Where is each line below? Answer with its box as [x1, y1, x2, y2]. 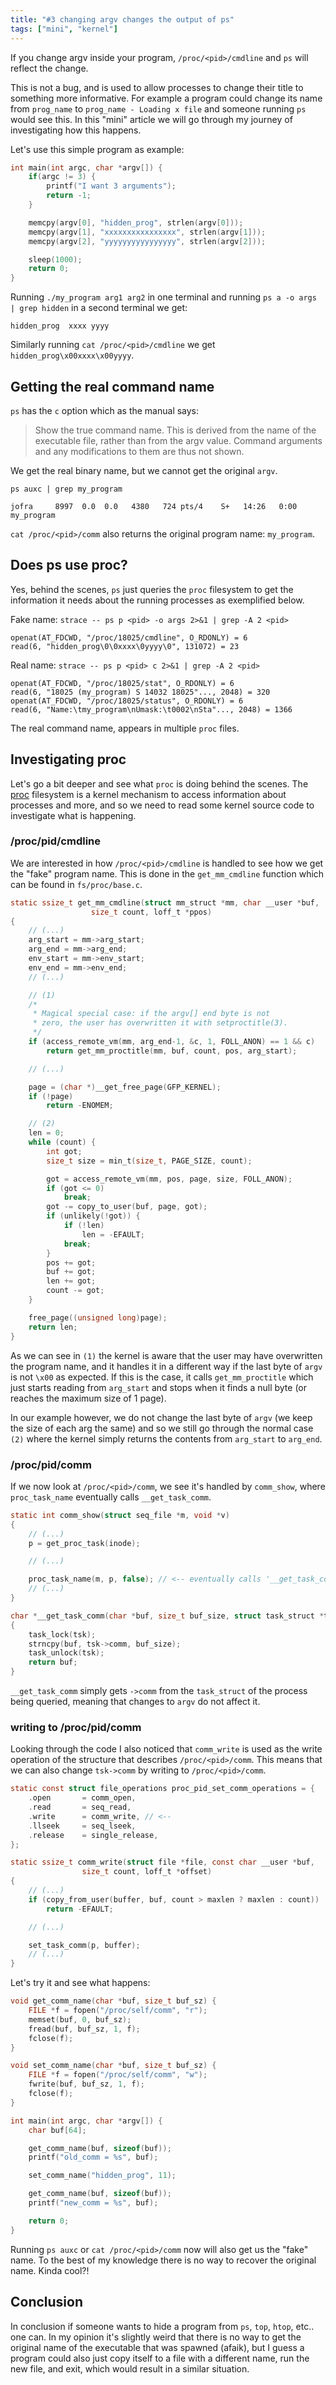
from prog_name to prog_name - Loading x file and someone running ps [10, 102, 307, 115]
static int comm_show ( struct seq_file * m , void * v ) [10, 1510, 230, 1520]
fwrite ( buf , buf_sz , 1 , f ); [28, 2079, 145, 2090]
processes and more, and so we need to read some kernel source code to [10, 799, 315, 811]
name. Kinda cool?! [10, 2264, 90, 2276]
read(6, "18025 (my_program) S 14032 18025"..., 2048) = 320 [10, 687, 271, 697]
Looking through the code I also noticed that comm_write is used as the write [10, 1743, 323, 1755]
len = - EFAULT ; [81, 1229, 145, 1240]
